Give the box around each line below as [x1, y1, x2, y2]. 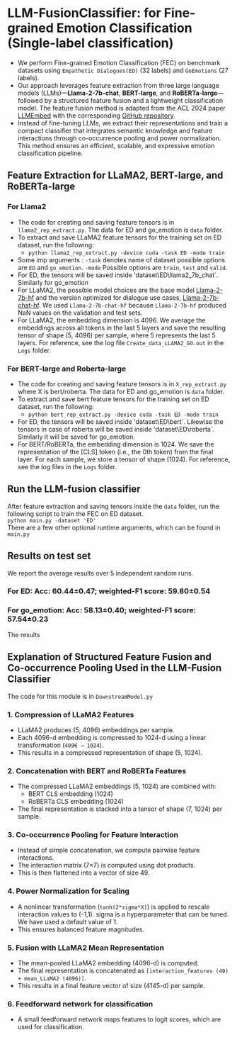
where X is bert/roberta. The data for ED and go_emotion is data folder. [17, 387, 225, 396]
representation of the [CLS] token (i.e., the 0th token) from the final [17, 447, 214, 456]
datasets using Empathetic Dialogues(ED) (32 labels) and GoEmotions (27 [17, 66, 229, 74]
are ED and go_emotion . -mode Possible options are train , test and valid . [17, 263, 228, 271]
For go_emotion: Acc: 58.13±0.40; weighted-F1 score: [7, 605, 197, 615]
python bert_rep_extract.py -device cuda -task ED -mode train [28, 411, 219, 418]
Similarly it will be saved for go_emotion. [17, 432, 136, 441]
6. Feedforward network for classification [7, 999, 154, 1009]
